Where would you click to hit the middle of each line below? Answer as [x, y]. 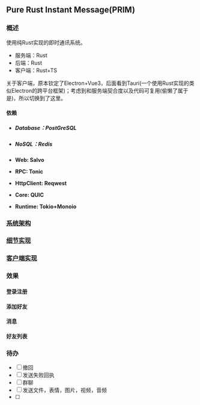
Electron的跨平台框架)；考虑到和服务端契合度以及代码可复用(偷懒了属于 [100, 90]
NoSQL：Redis [34, 144]
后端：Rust [29, 63]
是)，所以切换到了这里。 [36, 98]
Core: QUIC [29, 194]
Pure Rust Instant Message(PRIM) [71, 10]
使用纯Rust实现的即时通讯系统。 [46, 42]
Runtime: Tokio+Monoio [46, 206]
